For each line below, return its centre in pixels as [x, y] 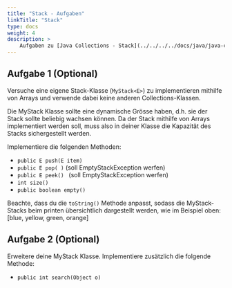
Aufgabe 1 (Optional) [52, 74]
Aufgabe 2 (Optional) [54, 240]
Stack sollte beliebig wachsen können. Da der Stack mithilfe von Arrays [109, 118]
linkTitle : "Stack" [35, 20]
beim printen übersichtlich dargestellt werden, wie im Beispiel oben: [124, 210]
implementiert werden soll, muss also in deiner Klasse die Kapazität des [109, 126]
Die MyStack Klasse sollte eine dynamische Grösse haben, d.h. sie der [107, 111]
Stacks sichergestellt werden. [49, 133]
